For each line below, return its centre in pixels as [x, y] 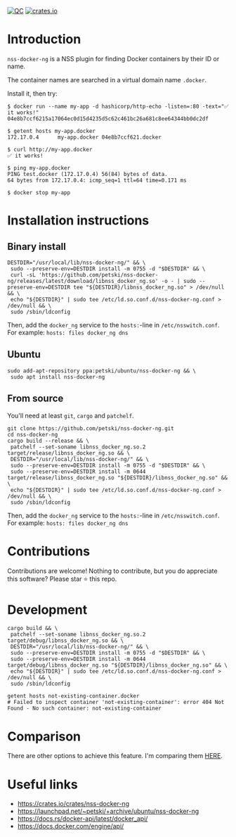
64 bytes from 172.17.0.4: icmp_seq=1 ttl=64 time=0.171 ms [97, 180]
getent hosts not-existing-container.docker [73, 696]
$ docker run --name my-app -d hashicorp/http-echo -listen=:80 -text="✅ [118, 106]
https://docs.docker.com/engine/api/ [71, 826]
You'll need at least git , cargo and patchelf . [71, 415]
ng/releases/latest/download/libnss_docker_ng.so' [83, 281]
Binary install [37, 246]
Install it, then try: [32, 93]
